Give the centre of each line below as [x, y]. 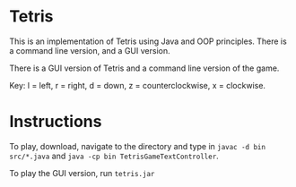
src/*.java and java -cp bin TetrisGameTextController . [114, 156]
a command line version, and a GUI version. [90, 50]
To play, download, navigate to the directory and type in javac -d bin [138, 146]
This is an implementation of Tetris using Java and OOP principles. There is [148, 41]
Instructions [56, 122]
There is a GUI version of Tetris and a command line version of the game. [144, 68]
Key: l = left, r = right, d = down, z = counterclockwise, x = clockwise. [138, 85]
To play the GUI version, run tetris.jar [82, 173]
